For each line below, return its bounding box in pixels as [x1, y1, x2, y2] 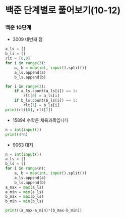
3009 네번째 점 [12, 36, 43, 42]
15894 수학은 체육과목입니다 [12, 117, 69, 123]
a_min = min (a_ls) [5, 189, 44, 195]
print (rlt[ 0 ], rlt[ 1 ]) [5, 107, 53, 112]
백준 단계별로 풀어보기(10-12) [5, 5, 121, 16]
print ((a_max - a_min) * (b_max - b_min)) [5, 208, 82, 213]
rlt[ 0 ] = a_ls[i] [23, 93, 59, 99]
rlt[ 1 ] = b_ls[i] [23, 103, 59, 108]
